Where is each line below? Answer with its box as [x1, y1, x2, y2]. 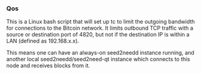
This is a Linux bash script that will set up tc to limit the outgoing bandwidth [6, 18, 196, 25]
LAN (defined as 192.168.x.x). [6, 38, 80, 45]
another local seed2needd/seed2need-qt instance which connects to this [6, 56, 190, 63]
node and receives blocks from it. [6, 62, 90, 69]
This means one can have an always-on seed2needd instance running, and [6, 49, 194, 56]
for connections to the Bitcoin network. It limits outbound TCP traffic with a [6, 24, 194, 32]
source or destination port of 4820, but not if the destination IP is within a [6, 31, 190, 38]
